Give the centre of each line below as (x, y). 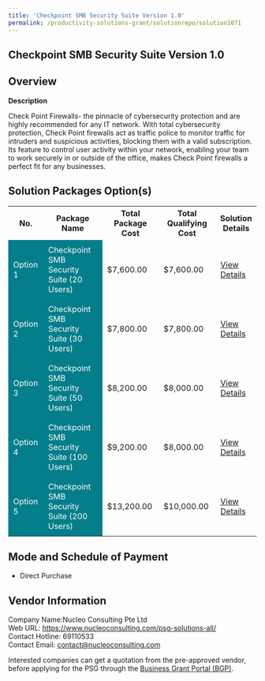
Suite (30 (65, 339)
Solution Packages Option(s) (80, 191)
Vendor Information (57, 601)
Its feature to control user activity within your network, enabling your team (129, 149)
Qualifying (187, 223)
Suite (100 (68, 457)
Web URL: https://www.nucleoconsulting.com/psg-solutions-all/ (112, 628)
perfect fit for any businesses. (57, 166)
